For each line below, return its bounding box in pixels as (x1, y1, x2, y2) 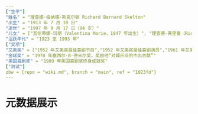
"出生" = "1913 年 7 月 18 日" (5, 19, 78, 25)
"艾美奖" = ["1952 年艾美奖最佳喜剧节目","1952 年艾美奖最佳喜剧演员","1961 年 (5, 47, 186, 53)
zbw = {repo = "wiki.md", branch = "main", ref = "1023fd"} (5, 69, 157, 75)
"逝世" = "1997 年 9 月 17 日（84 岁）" (5, 25, 99, 31)
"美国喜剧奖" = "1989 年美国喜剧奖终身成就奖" (5, 58, 108, 64)
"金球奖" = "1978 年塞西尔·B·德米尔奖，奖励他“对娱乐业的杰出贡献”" (5, 53, 157, 58)
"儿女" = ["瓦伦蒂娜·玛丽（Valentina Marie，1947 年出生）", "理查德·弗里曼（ (5, 31, 186, 37)
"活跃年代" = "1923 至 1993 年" (5, 36, 80, 42)
